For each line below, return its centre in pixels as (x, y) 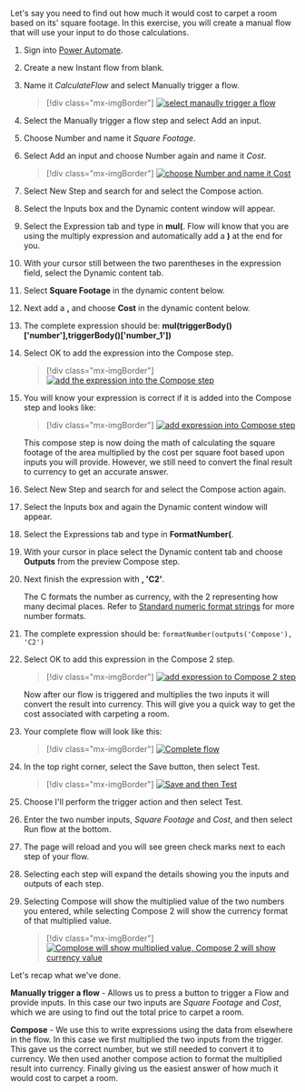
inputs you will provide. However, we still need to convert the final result (158, 462)
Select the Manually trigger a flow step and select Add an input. (143, 120)
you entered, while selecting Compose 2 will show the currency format (156, 911)
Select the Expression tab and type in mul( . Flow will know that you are (156, 226)
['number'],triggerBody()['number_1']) (97, 335)
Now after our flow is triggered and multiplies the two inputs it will (147, 694)
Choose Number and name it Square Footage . (109, 138)
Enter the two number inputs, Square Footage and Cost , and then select (158, 819)
